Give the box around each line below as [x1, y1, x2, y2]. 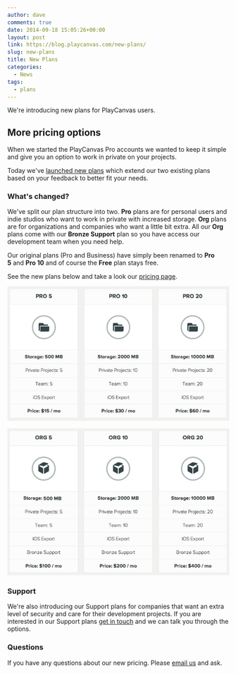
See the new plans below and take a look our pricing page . [7, 272, 178, 281]
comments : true [7, 18, 52, 26]
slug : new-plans [7, 49, 55, 56]
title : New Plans [7, 56, 58, 64]
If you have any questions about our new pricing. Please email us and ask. [7, 658, 223, 667]
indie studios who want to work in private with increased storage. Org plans [7, 215, 227, 224]
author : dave [7, 11, 46, 18]
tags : [7, 78, 23, 85]
